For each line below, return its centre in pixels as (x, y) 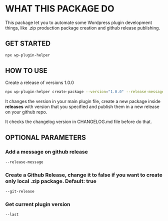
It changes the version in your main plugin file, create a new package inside (83, 101)
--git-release (20, 191)
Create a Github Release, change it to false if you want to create (84, 174)
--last (12, 215)
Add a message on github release (47, 151)
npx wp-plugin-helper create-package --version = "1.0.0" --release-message (85, 92)
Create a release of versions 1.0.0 (39, 82)
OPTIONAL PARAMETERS (46, 137)
